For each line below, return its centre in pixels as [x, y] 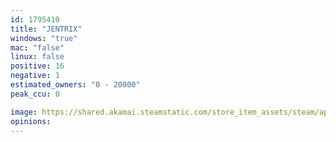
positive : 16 [37, 66]
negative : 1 [35, 76]
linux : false [37, 57]
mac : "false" [37, 47]
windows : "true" [44, 38]
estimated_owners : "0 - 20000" [75, 85]
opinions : [31, 121]
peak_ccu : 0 [35, 94]
